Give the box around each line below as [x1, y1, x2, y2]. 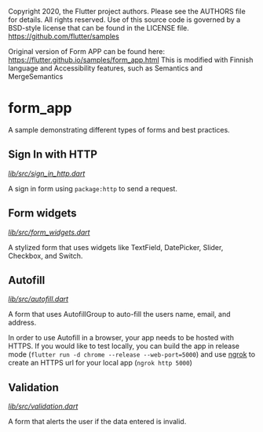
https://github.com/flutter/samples [8, 31, 119, 41]
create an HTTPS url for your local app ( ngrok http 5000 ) [8, 358, 192, 368]
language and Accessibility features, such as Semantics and [8, 64, 203, 73]
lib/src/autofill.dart [8, 294, 69, 304]
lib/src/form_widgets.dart [8, 227, 90, 237]
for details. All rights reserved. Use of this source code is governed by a [8, 15, 241, 24]
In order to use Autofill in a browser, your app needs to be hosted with [8, 333, 234, 343]
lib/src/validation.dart [8, 401, 79, 411]
